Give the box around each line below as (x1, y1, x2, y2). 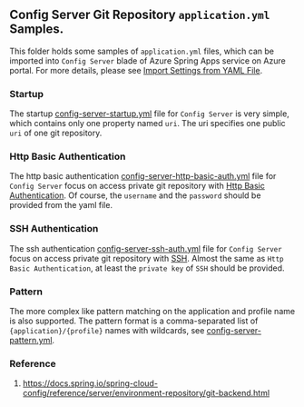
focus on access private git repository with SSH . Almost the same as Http (9, 253, 284, 263)
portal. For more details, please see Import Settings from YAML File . (9, 65, 263, 75)
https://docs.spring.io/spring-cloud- (22, 378, 159, 389)
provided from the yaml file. (9, 200, 113, 211)
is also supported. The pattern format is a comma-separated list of (9, 315, 259, 326)
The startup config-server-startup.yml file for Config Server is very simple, (9, 108, 290, 119)
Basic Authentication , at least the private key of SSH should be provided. (9, 263, 285, 273)
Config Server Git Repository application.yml (9, 7, 270, 23)
